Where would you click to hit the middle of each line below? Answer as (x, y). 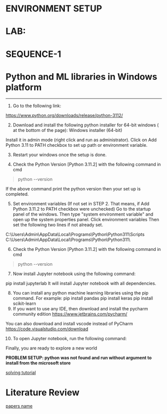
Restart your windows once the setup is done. (60, 155)
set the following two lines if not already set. (58, 225)
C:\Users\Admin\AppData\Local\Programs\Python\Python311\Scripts (75, 234)
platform (24, 87)
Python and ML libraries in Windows (82, 77)
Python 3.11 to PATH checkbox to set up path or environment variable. (77, 145)
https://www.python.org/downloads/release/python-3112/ (64, 115)
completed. (17, 194)
